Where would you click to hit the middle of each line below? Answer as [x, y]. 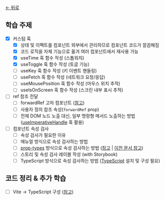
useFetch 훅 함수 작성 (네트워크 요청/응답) [63, 77]
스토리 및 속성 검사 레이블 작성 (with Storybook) [69, 154]
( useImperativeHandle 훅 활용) [52, 122]
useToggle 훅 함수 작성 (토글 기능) [55, 64]
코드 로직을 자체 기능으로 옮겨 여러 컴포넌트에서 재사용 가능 [79, 51]
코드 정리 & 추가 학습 [36, 178]
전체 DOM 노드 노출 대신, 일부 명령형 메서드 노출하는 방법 [78, 116]
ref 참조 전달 [25, 96]
